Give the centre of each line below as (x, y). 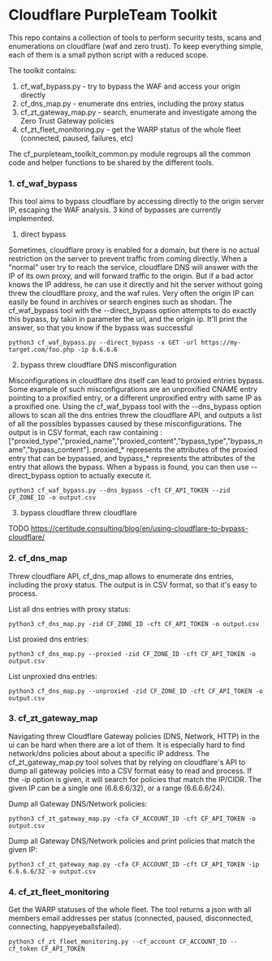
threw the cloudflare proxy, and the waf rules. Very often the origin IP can (131, 294)
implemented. (31, 219)
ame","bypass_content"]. (50, 450)
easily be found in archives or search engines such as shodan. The (121, 302)
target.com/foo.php (41, 350)
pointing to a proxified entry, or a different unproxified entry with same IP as (135, 398)
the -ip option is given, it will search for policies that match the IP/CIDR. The (135, 779)
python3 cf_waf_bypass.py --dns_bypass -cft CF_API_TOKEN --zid (119, 491)
